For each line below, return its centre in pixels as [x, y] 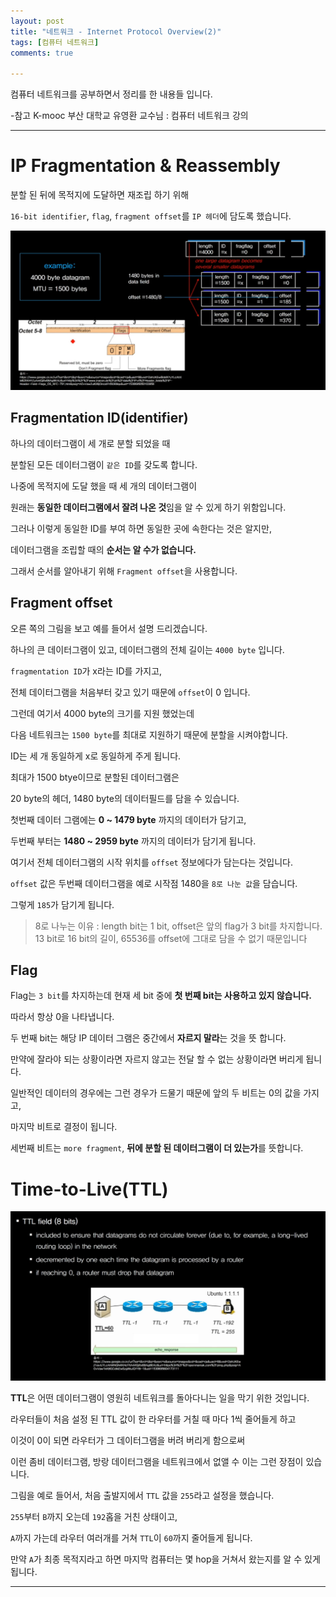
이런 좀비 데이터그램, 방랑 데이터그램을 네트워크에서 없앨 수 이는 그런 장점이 [157, 1461]
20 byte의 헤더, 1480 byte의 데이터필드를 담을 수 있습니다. [125, 798]
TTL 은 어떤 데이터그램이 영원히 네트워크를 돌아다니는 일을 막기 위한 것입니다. [160, 1397]
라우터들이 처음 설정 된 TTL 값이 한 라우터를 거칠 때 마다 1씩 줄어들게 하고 [153, 1419]
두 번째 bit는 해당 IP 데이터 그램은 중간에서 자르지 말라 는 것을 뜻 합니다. [148, 1038]
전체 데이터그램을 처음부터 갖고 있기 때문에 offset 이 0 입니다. [130, 692]
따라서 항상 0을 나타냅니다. [62, 1017]
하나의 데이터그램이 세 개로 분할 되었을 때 [90, 443]
